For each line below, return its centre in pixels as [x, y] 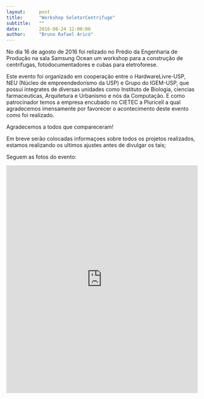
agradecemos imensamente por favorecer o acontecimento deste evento [98, 109]
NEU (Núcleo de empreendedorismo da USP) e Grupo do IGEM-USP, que [98, 83]
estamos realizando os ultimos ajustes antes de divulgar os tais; [86, 145]
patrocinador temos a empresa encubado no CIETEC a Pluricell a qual [93, 102]
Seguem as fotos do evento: [42, 157]
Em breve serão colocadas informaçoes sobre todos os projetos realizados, [101, 139]
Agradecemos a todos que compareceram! [60, 127]
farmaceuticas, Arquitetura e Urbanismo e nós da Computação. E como [96, 96]
